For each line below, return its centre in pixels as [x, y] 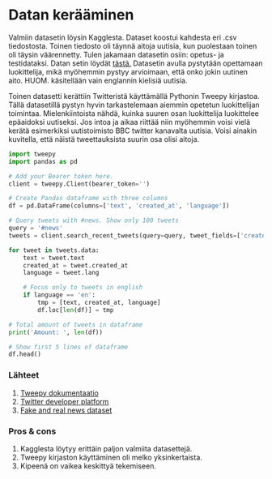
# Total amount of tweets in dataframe [76, 325]
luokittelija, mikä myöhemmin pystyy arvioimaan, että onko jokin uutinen [128, 71]
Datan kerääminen [71, 15]
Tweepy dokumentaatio [59, 393]
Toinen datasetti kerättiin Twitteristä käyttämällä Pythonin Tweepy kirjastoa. [134, 96]
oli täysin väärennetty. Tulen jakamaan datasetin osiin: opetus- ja [116, 54]
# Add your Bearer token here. [61, 176]
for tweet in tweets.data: [54, 250]
